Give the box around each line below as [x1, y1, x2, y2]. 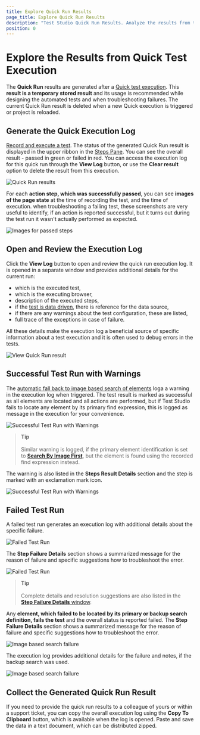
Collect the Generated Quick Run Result [6, 687, 157, 697]
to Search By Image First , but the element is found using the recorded [20, 452, 193, 459]
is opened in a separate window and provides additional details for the [6, 266, 179, 273]
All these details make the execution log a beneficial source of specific [6, 327, 180, 334]
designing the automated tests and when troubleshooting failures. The [6, 96, 179, 103]
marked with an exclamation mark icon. [6, 476, 102, 483]
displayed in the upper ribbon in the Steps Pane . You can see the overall [6, 148, 183, 155]
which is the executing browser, [14, 290, 93, 298]
